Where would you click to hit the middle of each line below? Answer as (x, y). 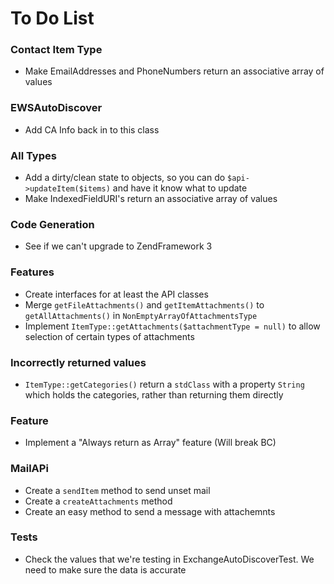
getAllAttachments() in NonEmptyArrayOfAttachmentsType (141, 315)
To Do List (52, 18)
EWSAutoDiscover (56, 108)
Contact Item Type (56, 50)
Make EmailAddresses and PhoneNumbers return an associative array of (174, 71)
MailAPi (29, 469)
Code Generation (52, 224)
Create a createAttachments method (98, 501)
